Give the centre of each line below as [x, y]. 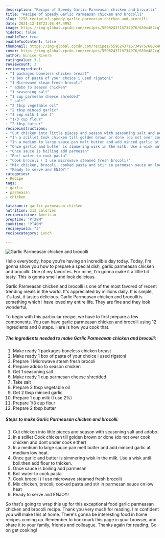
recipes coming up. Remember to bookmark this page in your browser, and [81, 519]
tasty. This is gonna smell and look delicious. [51, 277]
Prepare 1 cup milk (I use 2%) [42, 397]
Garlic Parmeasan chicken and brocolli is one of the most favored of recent [81, 286]
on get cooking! [21, 530]
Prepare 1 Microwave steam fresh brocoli [54, 361]
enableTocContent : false [31, 42]
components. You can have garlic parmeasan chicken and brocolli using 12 [81, 322]
